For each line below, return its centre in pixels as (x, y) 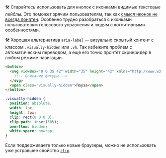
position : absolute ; (31, 103)
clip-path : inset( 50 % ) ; (34, 122)
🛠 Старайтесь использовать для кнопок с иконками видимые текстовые (83, 7)
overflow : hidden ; (29, 126)
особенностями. (23, 30)
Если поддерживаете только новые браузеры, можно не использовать (81, 145)
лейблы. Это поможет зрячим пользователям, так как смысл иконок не (82, 14)
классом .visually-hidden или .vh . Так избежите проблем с (69, 47)
